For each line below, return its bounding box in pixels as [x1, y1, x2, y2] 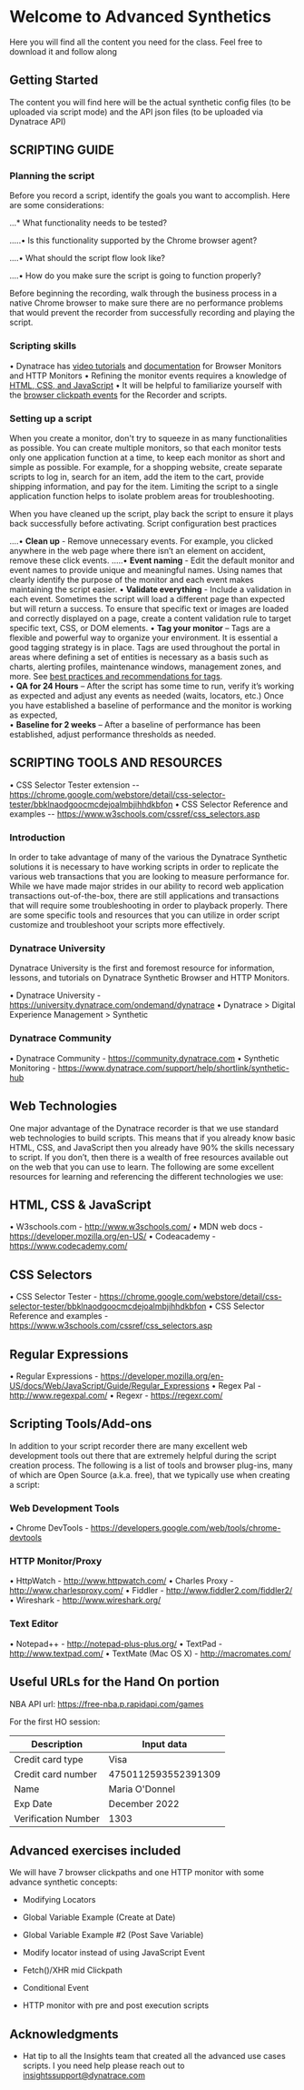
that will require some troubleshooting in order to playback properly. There [9, 900, 289, 911]
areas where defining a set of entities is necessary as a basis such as [9, 652, 270, 663]
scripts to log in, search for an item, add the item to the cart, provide [9, 471, 265, 483]
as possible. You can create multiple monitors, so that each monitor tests [9, 443, 281, 454]
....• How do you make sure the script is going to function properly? [9, 270, 261, 281]
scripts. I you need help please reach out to [22, 2060, 185, 2071]
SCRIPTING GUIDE [9, 143, 115, 158]
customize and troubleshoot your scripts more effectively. [9, 919, 225, 930]
